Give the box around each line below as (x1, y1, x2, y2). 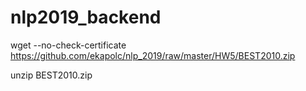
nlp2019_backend (10, 6, 162, 29)
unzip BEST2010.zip (10, 69, 93, 81)
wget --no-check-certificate (10, 39, 127, 51)
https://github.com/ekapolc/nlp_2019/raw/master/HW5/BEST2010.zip (10, 49, 296, 61)
